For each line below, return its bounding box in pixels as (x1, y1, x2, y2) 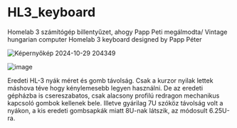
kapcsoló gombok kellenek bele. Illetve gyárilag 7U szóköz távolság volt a (7, 98, 223, 107)
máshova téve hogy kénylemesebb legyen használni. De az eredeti (7, 83, 204, 92)
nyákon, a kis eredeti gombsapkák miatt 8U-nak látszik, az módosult (7, 106, 208, 115)
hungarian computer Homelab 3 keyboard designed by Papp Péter (7, 35, 202, 43)
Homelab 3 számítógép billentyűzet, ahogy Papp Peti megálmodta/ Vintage (7, 28, 228, 36)
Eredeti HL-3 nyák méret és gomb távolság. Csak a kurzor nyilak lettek (7, 76, 214, 85)
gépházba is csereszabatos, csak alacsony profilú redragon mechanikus (7, 91, 220, 100)
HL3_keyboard (7, 4, 96, 21)
